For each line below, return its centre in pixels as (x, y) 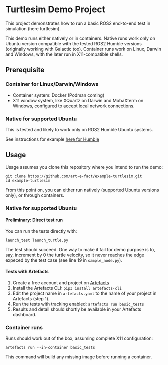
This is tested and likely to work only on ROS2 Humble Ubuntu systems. (79, 129)
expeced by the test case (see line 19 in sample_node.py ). (64, 260)
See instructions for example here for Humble (52, 139)
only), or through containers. (35, 195)
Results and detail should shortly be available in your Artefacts (77, 309)
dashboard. (24, 315)
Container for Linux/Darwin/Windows (52, 84)
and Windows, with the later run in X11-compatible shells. (64, 54)
